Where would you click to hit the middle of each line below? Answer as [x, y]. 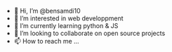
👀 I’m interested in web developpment [69, 18]
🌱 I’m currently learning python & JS [66, 26]
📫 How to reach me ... [46, 41]
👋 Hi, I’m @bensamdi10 [47, 11]
